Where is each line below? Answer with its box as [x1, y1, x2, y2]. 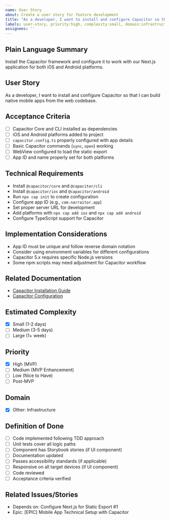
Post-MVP [12, 378, 34, 385]
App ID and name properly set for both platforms [12, 154, 114, 160]
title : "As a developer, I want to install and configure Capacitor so [5, 17, 159, 22]
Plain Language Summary [5, 45, 88, 54]
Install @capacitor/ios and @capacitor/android [12, 188, 110, 194]
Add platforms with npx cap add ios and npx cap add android [12, 210, 141, 216]
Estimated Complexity [5, 307, 77, 316]
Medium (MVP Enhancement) [12, 367, 74, 373]
